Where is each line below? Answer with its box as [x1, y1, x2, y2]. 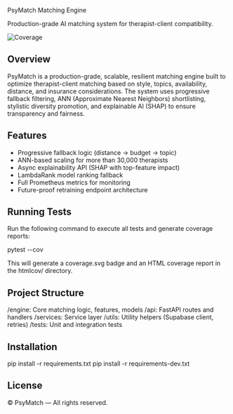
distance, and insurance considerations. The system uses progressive [7, 87, 210, 95]
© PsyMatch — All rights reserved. [7, 398, 108, 406]
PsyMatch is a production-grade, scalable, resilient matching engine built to [7, 72, 226, 80]
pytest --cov [7, 246, 44, 254]
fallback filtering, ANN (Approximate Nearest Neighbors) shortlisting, [7, 94, 206, 102]
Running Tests [7, 206, 72, 218]
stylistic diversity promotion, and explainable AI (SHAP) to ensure [7, 102, 197, 110]
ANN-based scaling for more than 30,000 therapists [17, 156, 168, 164]
